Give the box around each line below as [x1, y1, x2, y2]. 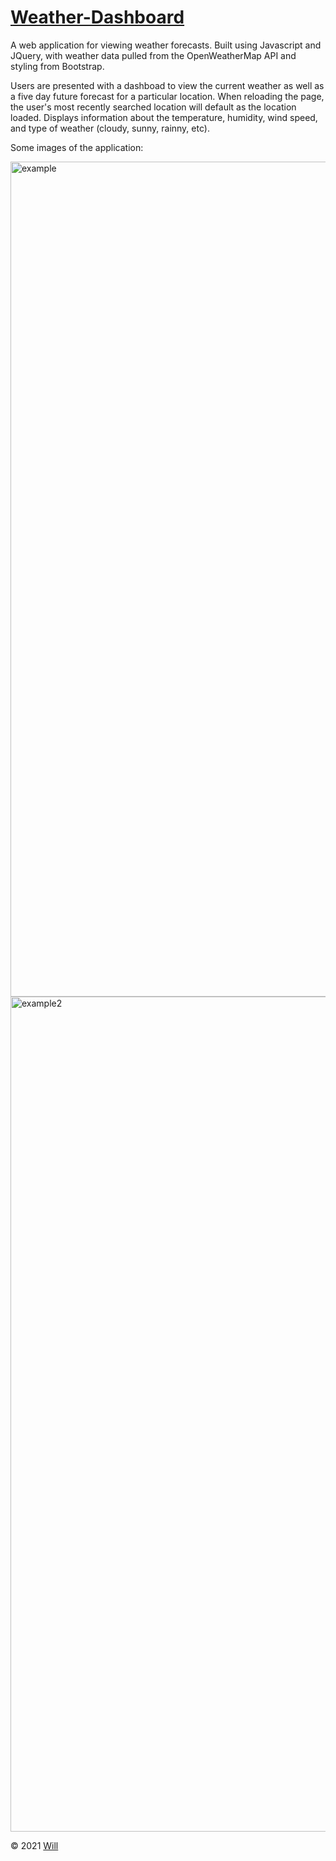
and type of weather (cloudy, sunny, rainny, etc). [10, 122, 210, 134]
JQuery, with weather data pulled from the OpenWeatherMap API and [10, 49, 297, 61]
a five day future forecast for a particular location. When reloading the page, [10, 90, 325, 102]
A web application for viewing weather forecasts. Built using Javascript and [10, 39, 322, 51]
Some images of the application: [10, 141, 144, 153]
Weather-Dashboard [10, 6, 185, 29]
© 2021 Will [10, 1839, 59, 1851]
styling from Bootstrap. [10, 60, 105, 72]
